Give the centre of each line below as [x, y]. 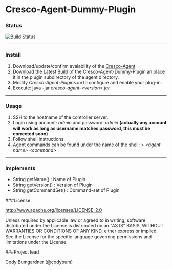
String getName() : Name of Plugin [49, 179]
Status [14, 26]
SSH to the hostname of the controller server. [60, 117]
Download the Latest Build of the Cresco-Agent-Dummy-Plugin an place [89, 71]
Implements [20, 168]
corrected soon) [30, 134]
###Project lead [22, 252]
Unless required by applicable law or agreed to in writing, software [76, 220]
